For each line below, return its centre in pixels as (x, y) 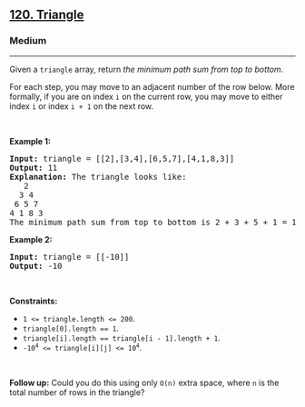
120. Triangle (47, 15)
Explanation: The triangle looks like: (98, 177)
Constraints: (34, 301)
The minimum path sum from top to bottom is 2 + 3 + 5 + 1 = (148, 222)
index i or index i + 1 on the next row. (82, 106)
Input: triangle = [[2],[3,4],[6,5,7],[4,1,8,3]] (122, 159)
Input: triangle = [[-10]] (69, 257)
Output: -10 (36, 266)
